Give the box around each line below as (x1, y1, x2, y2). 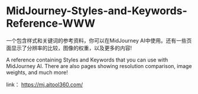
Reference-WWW (6, 17, 96, 30)
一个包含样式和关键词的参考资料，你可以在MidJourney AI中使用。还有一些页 (6, 37, 192, 44)
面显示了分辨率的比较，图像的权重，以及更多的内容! (6, 44, 132, 51)
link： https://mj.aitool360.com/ (6, 81, 83, 88)
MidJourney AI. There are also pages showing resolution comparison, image (6, 62, 192, 69)
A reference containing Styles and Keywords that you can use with (6, 56, 168, 63)
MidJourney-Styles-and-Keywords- (6, 4, 187, 18)
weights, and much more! (6, 69, 68, 76)
